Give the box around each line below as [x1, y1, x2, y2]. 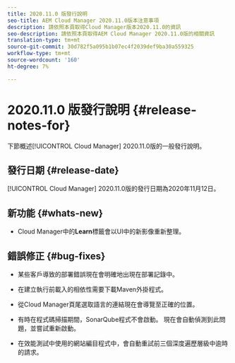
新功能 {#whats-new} [7, 207, 104, 219]
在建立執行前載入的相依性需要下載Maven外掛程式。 [17, 285, 168, 294]
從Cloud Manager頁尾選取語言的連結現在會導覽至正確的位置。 [17, 300, 199, 309]
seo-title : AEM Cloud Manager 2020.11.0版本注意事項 [7, 17, 159, 24]
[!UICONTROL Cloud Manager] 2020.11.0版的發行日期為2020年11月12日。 [7, 185, 220, 193]
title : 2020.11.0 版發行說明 [7, 10, 88, 18]
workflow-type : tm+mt [7, 50, 71, 57]
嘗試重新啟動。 [36, 324, 80, 333]
